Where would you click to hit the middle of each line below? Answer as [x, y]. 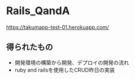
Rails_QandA [38, 11]
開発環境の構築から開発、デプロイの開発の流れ [72, 62]
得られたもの [30, 47]
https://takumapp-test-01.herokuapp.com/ [58, 27]
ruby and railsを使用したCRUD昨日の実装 [65, 70]
